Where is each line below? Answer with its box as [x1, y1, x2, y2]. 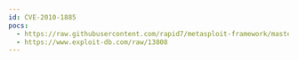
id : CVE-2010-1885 [8, 12, 77, 22]
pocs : [8, 21, 28, 30]
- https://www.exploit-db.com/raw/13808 [16, 37, 168, 47]
